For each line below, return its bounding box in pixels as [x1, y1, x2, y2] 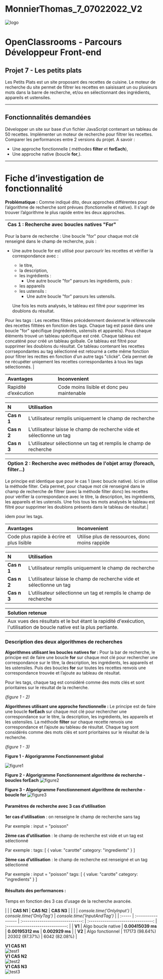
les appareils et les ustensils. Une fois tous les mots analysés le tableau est [5, 498, 155, 504]
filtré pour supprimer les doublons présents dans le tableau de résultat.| [5, 504, 149, 510]
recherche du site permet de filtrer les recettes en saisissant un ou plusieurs [5, 84, 158, 90]
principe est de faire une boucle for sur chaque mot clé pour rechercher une [5, 654, 158, 660]
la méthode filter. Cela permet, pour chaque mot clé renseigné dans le [5, 483, 145, 489]
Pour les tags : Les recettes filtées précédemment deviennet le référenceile [5, 317, 156, 323]
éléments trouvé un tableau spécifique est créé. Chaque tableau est [5, 333, 141, 338]
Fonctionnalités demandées [5, 113, 91, 122]
